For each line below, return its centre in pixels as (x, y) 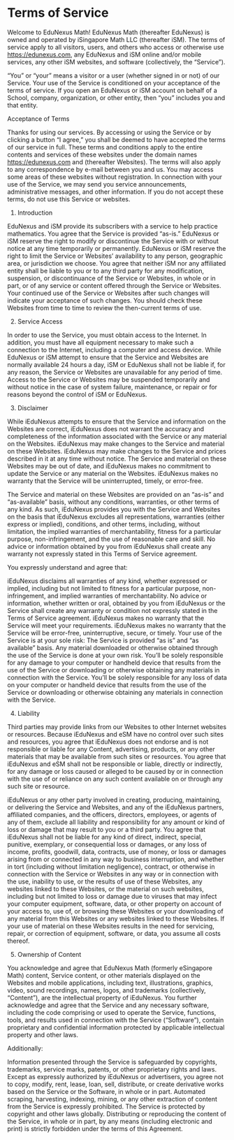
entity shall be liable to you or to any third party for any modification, (106, 270)
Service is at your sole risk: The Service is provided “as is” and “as (103, 640)
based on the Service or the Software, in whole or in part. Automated (107, 1091)
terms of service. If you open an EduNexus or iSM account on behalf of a (112, 90)
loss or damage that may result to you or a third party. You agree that (107, 829)
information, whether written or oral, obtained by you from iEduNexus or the (116, 603)
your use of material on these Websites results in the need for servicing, (111, 926)
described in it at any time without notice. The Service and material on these (117, 459)
